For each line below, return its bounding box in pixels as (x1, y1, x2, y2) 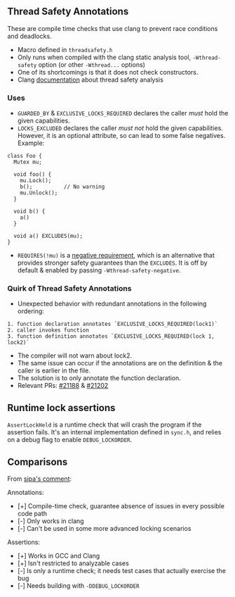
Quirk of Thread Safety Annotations (7, 284, 132, 294)
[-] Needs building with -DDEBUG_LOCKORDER (17, 582, 140, 590)
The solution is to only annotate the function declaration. (17, 374, 181, 382)
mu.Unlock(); (20, 189, 58, 196)
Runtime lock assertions (7, 401, 116, 414)
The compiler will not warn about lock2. (17, 351, 133, 360)
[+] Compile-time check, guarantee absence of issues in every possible (17, 502, 224, 510)
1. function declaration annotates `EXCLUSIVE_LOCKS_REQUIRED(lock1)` (7, 320, 218, 328)
